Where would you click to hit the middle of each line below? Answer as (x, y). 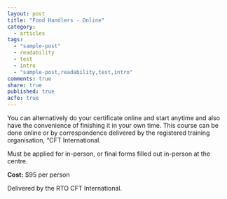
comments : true (29, 79)
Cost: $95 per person (39, 175)
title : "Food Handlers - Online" (56, 20)
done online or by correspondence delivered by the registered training (109, 133)
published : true (31, 91)
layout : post (26, 14)
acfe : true (23, 98)
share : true (25, 85)
